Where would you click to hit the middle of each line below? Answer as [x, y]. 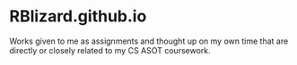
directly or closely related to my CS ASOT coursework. [110, 50]
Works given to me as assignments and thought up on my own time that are [149, 41]
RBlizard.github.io [78, 16]
